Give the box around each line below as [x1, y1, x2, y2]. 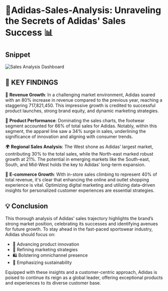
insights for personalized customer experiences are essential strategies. [5, 187, 155, 193]
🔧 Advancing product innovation [12, 241, 79, 247]
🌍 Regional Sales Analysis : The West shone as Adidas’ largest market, [5, 143, 153, 150]
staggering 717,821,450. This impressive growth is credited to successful [5, 102, 156, 108]
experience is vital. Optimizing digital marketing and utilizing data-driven [5, 182, 155, 188]
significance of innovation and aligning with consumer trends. [5, 133, 133, 139]
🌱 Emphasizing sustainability [12, 259, 72, 265]
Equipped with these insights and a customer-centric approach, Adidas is [5, 269, 157, 275]
